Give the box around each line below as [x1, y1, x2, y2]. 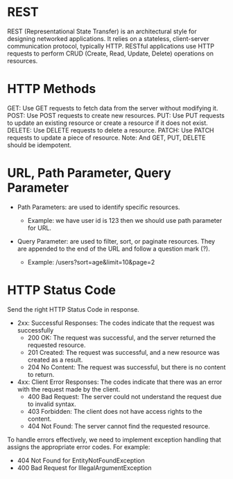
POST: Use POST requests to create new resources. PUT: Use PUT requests [7, 111, 225, 119]
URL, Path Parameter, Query [7, 165, 171, 181]
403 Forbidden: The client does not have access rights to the [27, 407, 202, 415]
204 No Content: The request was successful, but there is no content [27, 362, 226, 371]
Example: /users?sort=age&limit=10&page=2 [27, 258, 155, 266]
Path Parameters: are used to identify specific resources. [17, 203, 180, 211]
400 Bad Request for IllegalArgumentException [17, 463, 152, 472]
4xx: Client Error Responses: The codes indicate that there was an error [17, 378, 223, 386]
